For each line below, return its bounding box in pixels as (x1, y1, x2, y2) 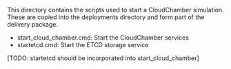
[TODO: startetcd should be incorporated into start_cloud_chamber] (7, 54, 200, 62)
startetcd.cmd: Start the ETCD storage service (17, 41, 149, 49)
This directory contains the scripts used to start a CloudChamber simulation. (7, 6, 224, 14)
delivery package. (7, 20, 59, 28)
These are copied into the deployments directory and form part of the (7, 13, 205, 21)
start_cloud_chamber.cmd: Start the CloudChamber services (17, 33, 190, 42)
